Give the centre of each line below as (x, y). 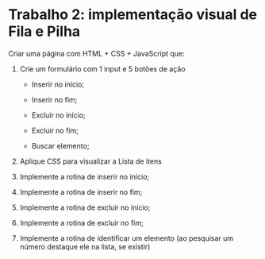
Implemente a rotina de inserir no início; (84, 176)
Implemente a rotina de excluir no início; (85, 207)
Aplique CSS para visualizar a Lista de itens (91, 161)
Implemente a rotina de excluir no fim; (82, 222)
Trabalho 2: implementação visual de (133, 15)
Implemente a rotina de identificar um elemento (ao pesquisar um (127, 238)
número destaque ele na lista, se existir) (85, 246)
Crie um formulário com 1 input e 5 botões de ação (102, 68)
